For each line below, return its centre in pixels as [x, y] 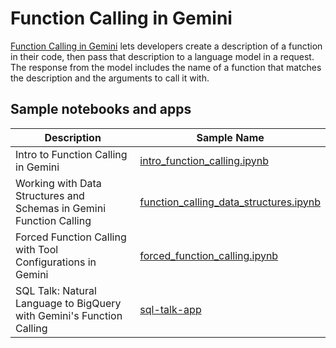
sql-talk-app [170, 309]
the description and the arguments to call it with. [110, 78]
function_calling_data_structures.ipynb [230, 202]
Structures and [50, 195]
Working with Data [58, 183]
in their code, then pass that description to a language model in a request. [162, 56]
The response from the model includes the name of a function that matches [166, 67]
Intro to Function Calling [71, 154]
